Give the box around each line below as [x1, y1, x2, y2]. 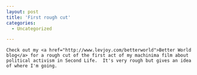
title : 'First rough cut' [6, 14, 71, 20]
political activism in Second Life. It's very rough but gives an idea [6, 58, 192, 64]
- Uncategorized [11, 25, 52, 32]
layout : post [6, 8, 39, 15]
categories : [6, 20, 36, 26]
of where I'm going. [6, 63, 58, 69]
